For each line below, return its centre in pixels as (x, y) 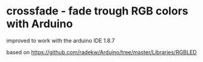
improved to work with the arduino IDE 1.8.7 (61, 40)
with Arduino (40, 24)
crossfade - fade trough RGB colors (97, 11)
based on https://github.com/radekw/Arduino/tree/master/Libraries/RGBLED (101, 52)
